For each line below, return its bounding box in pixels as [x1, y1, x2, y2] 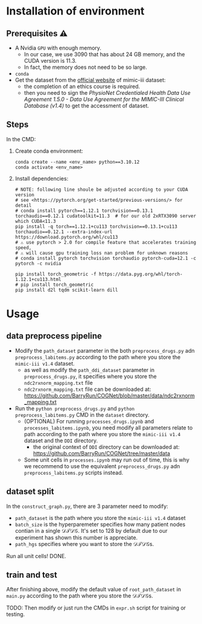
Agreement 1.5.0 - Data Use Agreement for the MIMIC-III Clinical [24, 95, 185, 103]
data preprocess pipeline [6, 331, 103, 341]
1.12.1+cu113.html [14, 276, 62, 282]
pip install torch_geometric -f [14, 271, 96, 277]
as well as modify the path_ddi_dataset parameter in [24, 366, 155, 373]
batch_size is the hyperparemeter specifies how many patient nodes [14, 521, 186, 528]
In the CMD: [6, 135, 36, 143]
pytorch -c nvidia [14, 260, 62, 266]
